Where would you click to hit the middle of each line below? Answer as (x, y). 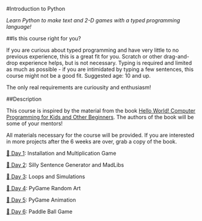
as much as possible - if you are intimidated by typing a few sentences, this (100, 69)
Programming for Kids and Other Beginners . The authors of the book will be (100, 117)
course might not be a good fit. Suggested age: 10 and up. (78, 76)
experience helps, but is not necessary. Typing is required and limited (105, 63)
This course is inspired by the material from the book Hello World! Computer (101, 110)
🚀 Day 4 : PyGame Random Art (44, 188)
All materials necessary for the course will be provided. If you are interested (100, 135)
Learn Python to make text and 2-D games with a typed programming (93, 20)
